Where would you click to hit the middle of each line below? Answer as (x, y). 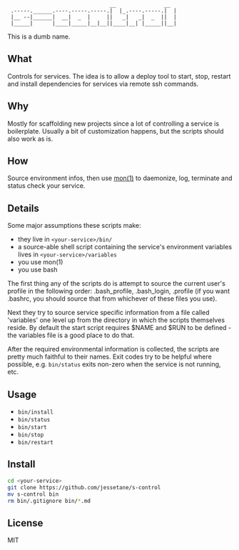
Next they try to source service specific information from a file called (108, 313)
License (25, 523)
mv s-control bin (33, 494)
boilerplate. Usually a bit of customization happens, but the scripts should (116, 131)
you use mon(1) (40, 262)
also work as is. (30, 139)
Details (23, 208)
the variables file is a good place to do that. (71, 335)
